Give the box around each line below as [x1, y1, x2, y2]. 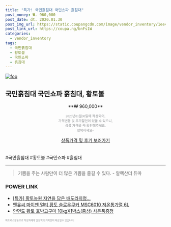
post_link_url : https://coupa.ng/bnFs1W [5, 26, 93, 32]
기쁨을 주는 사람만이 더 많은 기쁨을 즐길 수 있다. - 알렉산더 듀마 [17, 170, 142, 176]
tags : [5, 41, 17, 46]
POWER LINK [5, 183, 38, 190]
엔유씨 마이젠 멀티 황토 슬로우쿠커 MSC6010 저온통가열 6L [12, 202, 130, 208]
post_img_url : [5, 21, 36, 27]
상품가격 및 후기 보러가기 [61, 137, 110, 144]
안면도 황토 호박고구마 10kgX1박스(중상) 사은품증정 [12, 208, 114, 214]
